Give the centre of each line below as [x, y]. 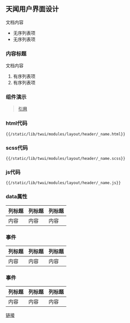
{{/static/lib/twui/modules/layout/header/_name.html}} [66, 134]
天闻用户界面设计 [32, 9]
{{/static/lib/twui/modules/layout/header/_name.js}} [63, 183]
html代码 [17, 123]
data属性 [17, 197]
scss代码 [17, 148]
